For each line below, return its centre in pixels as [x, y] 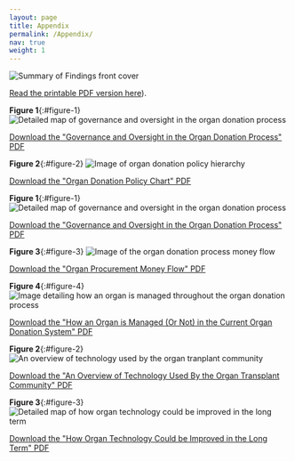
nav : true [28, 42]
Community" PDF [41, 385]
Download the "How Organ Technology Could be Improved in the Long [139, 439]
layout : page [33, 17]
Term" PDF [29, 448]
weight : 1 [28, 51]
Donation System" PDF [51, 332]
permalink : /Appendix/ [51, 34]
